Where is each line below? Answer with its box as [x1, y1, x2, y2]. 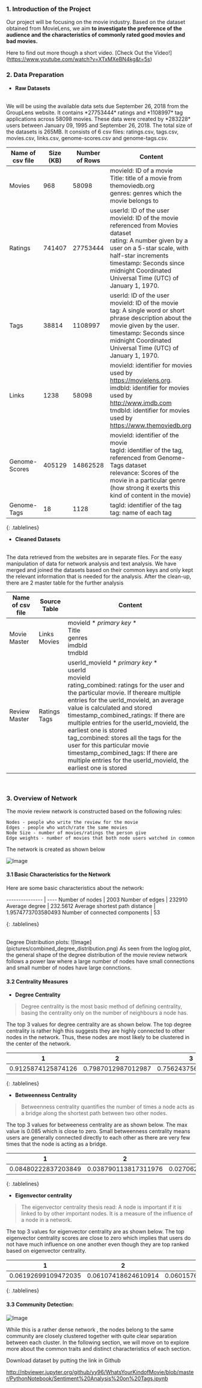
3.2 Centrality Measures [6, 978, 69, 985]
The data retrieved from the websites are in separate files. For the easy [6, 553, 182, 560]
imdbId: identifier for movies [109, 384, 189, 392]
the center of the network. [6, 1040, 71, 1048]
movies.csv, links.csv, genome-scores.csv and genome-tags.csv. [6, 134, 168, 141]
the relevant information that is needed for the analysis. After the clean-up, [6, 573, 191, 580]
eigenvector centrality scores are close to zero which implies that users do [6, 1235, 191, 1242]
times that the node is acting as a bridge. [6, 1140, 108, 1147]
